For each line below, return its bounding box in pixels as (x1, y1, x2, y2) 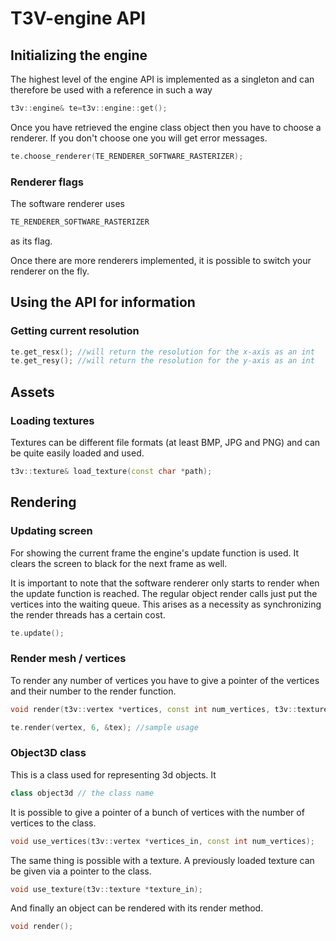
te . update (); (10, 628, 65, 638)
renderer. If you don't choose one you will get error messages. (10, 132, 268, 144)
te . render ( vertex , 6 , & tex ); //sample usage (10, 722, 199, 732)
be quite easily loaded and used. (10, 447, 145, 459)
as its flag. (10, 235, 53, 247)
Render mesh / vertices (10, 652, 127, 666)
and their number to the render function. (10, 685, 177, 697)
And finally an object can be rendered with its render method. (10, 902, 264, 914)
